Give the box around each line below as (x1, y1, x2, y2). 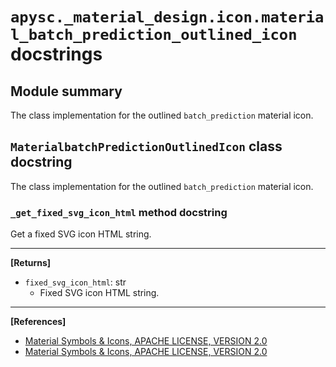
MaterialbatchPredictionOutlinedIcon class (10, 138, 283, 155)
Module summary (10, 83, 123, 100)
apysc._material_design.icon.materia (10, 8, 325, 27)
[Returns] (10, 257, 52, 269)
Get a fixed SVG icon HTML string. (10, 228, 152, 240)
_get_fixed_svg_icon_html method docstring (10, 205, 228, 219)
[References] (10, 316, 67, 328)
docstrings (10, 43, 103, 66)
